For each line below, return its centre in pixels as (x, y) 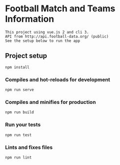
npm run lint (18, 157)
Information (30, 19)
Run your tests (23, 125)
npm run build (20, 112)
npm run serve (20, 90)
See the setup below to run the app (43, 41)
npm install (17, 67)
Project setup (26, 56)
